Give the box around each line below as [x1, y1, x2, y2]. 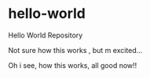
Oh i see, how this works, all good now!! [8, 60, 137, 70]
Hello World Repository [8, 30, 83, 40]
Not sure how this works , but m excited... [8, 45, 143, 55]
